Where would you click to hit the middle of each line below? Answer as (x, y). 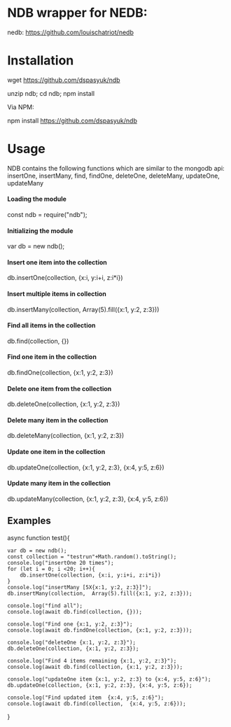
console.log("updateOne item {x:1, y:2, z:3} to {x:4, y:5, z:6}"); (109, 679)
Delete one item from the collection (59, 388)
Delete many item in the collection (58, 420)
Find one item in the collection (52, 357)
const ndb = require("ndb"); (47, 215)
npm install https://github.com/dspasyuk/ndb (72, 120)
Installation (41, 61)
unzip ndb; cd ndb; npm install (51, 93)
